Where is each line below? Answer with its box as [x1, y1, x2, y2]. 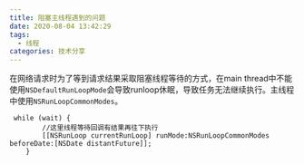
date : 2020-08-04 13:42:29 [9, 22, 112, 31]
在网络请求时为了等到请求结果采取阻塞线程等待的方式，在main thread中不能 [9, 73, 293, 84]
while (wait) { [13, 114, 71, 123]
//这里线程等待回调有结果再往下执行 [42, 123, 159, 132]
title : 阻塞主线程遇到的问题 [9, 13, 106, 23]
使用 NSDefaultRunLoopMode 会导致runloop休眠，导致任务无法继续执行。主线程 [9, 84, 295, 95]
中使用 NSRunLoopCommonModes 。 [9, 96, 123, 107]
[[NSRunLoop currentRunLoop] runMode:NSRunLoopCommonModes [42, 131, 270, 140]
